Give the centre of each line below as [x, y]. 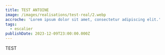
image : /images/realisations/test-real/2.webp [56, 15]
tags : [11, 24]
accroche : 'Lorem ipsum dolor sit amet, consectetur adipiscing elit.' [83, 19]
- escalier [21, 29]
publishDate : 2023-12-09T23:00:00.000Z [48, 34]
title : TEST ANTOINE [27, 10]
